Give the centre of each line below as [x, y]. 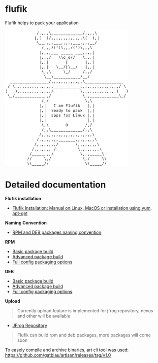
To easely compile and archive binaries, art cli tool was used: [67, 350]
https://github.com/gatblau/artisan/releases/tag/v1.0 [58, 355]
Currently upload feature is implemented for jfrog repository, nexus [85, 310]
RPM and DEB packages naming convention [57, 232]
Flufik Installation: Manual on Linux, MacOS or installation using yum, [82, 208]
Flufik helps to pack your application [42, 23]
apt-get [20, 213]
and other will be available [44, 316]
